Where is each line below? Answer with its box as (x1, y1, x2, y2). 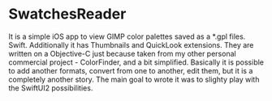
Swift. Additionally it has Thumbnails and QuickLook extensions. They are (8, 40, 254, 49)
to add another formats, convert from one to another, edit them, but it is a (8, 65, 253, 75)
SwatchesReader (8, 5, 127, 23)
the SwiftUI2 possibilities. (8, 82, 93, 93)
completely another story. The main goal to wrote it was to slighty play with (8, 74, 260, 84)
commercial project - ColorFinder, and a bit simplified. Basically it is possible (8, 57, 265, 67)
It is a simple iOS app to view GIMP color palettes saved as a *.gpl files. (8, 32, 246, 41)
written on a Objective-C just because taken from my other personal (8, 48, 237, 58)
